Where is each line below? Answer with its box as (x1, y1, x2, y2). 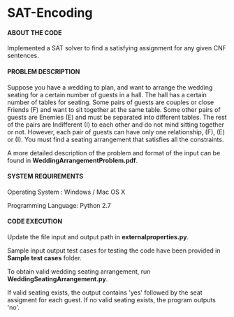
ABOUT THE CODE (7, 28, 62, 36)
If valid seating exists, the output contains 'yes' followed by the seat (7, 288, 203, 297)
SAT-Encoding (7, 5, 93, 21)
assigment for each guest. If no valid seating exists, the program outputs (7, 296, 217, 304)
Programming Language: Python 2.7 (7, 201, 112, 209)
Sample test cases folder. (7, 254, 82, 262)
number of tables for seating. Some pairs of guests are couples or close (7, 98, 214, 106)
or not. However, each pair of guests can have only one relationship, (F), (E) (7, 127, 226, 136)
